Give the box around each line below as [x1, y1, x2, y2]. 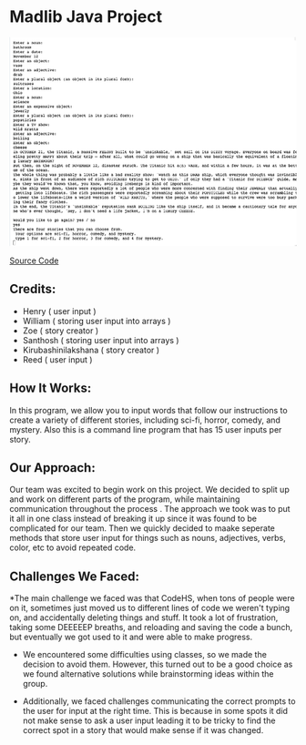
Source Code [9, 255, 59, 266]
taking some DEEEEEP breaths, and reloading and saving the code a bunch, [9, 622, 293, 633]
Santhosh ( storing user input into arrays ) [22, 334, 179, 345]
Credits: [9, 281, 56, 297]
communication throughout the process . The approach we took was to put [9, 504, 291, 515]
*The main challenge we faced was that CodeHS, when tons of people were [9, 593, 295, 604]
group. [22, 679, 48, 689]
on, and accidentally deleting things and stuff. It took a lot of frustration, [9, 612, 279, 623]
